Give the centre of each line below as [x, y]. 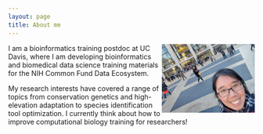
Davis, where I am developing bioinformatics [80, 56]
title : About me [34, 25]
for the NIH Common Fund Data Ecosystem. [79, 73]
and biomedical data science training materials [83, 65]
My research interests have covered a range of [83, 88]
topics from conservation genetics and [70, 96]
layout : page [29, 16]
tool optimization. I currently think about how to [84, 113]
